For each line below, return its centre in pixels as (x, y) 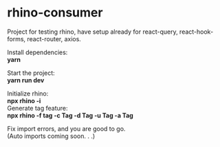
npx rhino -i (24, 100)
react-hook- (196, 32)
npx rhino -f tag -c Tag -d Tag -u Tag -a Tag (70, 115)
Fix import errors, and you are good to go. (66, 128)
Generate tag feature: (37, 108)
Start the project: (31, 73)
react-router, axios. (54, 38)
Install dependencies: (37, 52)
